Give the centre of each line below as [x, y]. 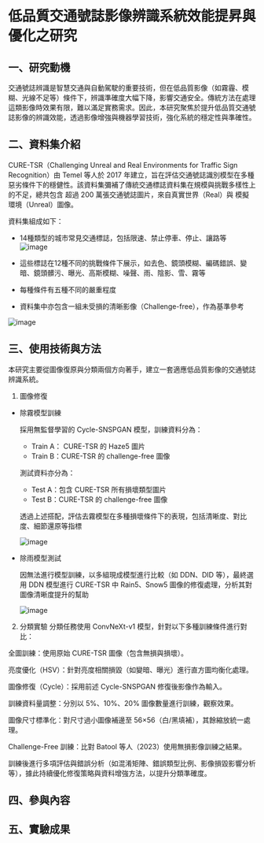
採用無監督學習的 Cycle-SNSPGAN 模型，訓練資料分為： [111, 429]
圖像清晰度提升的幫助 [54, 594]
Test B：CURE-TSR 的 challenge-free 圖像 [99, 499]
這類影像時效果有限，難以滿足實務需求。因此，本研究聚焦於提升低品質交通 [128, 108]
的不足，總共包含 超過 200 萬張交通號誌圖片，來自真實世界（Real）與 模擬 [129, 195]
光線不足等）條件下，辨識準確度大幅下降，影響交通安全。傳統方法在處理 [139, 98]
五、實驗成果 [39, 829]
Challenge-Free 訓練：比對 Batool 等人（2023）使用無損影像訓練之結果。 [127, 746]
